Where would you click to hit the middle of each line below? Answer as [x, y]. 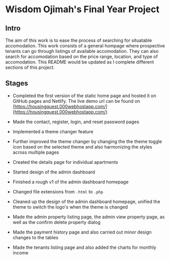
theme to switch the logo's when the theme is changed [70, 207]
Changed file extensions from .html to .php [58, 191]
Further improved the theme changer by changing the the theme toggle [87, 141]
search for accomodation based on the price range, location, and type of [81, 56]
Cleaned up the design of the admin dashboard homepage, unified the [86, 201]
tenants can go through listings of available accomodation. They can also [82, 51]
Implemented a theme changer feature [53, 131]
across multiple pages [36, 152]
